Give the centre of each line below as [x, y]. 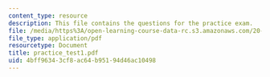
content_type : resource [48, 16]
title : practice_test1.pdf [53, 53]
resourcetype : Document [48, 46]
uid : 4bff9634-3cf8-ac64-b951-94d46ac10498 [82, 61]
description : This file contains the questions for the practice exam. [131, 23]
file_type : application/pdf [55, 38]
